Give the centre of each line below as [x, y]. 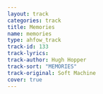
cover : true [25, 80]
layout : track [28, 14]
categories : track [34, 20]
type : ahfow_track [34, 40]
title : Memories [31, 27]
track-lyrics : [28, 54]
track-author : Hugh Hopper [47, 60]
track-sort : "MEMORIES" [42, 66]
